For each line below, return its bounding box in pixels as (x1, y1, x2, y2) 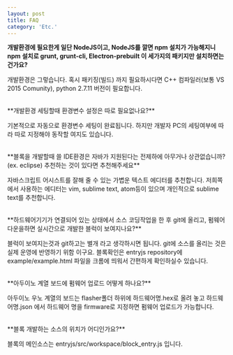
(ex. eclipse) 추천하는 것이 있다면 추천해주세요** (7, 161, 140, 170)
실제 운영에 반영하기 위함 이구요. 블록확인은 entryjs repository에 (7, 248, 183, 256)
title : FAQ (7, 17, 39, 24)
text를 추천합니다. (7, 194, 56, 202)
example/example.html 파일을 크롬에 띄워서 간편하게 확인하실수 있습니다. (7, 256, 209, 266)
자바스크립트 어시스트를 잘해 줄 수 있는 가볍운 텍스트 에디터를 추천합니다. (7, 176, 204, 184)
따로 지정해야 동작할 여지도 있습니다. (14, 130, 114, 138)
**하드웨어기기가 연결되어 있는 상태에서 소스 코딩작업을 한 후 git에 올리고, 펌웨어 (7, 216, 225, 224)
